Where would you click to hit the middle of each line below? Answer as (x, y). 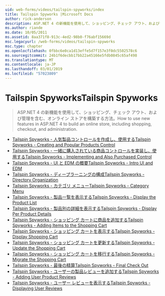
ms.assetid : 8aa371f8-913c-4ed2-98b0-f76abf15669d (58, 37)
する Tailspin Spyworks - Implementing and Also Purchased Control (84, 157)
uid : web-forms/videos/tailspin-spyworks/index (55, 10)
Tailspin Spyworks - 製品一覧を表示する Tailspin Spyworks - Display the (84, 197)
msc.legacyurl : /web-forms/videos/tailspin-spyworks (60, 42)
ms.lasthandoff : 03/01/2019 (34, 69)
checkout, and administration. (47, 129)
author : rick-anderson (28, 19)
